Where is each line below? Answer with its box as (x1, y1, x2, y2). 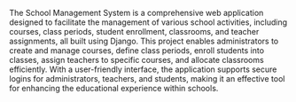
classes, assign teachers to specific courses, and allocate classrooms (9, 55, 264, 65)
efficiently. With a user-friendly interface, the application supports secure (9, 64, 277, 75)
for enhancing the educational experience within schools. (9, 83, 219, 93)
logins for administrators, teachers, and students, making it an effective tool (9, 74, 285, 83)
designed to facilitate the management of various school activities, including (9, 17, 288, 27)
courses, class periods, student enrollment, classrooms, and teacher (9, 27, 260, 36)
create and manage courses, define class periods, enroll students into (9, 45, 264, 56)
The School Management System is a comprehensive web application (9, 8, 264, 18)
